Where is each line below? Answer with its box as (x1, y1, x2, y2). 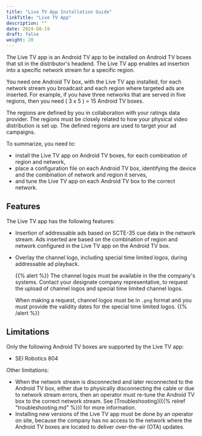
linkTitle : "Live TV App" (6, 15, 71, 21)
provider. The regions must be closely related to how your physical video (6, 116, 188, 123)
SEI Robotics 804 (15, 354, 59, 362)
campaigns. (6, 128, 36, 135)
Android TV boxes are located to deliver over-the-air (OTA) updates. (15, 423, 185, 430)
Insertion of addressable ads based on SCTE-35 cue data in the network (15, 229, 196, 236)
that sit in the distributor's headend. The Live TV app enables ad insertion (6, 60, 189, 67)
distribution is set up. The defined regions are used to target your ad (6, 122, 177, 129)
